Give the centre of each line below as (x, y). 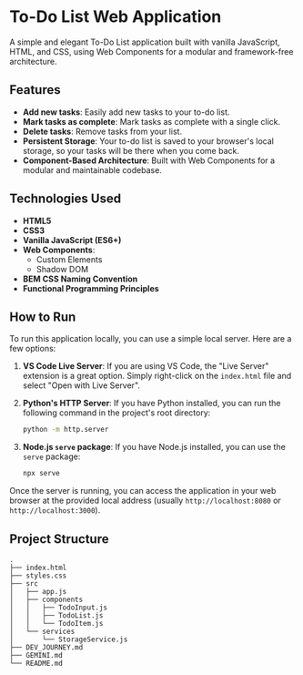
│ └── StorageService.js (69, 639)
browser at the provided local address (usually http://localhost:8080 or (146, 501)
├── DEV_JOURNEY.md (46, 647)
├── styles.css (38, 576)
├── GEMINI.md (36, 655)
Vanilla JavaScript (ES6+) (72, 240)
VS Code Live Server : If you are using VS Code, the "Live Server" (146, 366)
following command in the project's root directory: (116, 413)
